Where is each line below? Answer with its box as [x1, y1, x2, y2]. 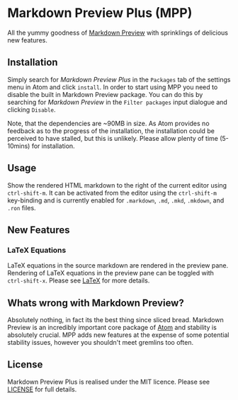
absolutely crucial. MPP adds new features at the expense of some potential [7, 331, 229, 339]
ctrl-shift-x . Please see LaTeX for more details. [7, 276, 150, 285]
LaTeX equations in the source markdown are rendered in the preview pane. [7, 261, 229, 270]
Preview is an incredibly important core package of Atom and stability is [7, 324, 217, 332]
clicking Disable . [7, 105, 56, 114]
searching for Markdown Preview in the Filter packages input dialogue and [7, 98, 228, 106]
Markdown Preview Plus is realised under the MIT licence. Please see [7, 377, 210, 386]
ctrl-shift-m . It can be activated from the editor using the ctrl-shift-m [7, 188, 217, 197]
